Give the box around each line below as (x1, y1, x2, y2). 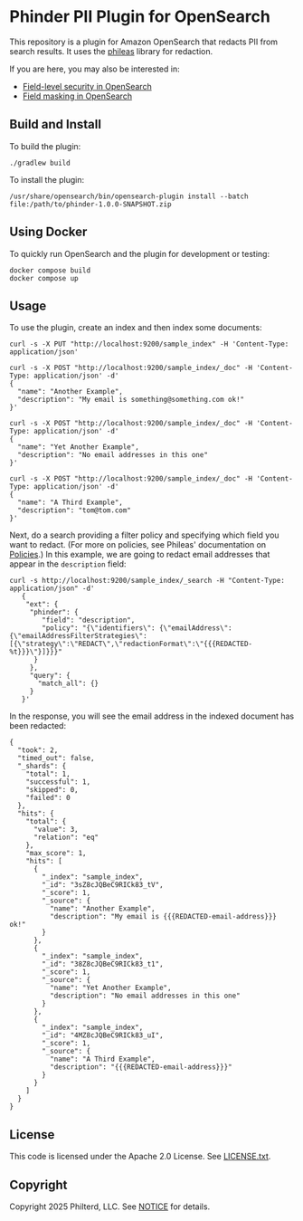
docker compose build (9, 265, 91, 275)
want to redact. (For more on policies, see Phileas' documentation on (9, 539, 267, 550)
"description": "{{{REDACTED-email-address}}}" (49, 1063, 232, 1072)
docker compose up (9, 273, 79, 282)
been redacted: (9, 720, 66, 731)
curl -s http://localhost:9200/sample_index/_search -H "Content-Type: (9, 577, 285, 586)
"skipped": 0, (25, 786, 79, 795)
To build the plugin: (9, 140, 81, 151)
